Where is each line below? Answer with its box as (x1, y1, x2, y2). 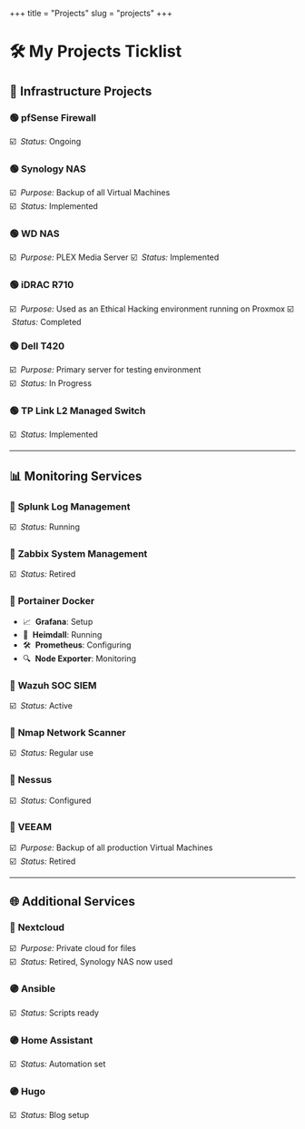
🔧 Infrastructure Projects (9, 84, 152, 99)
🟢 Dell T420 (9, 340, 65, 352)
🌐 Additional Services (9, 894, 136, 909)
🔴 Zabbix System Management (9, 547, 148, 560)
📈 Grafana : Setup (22, 616, 93, 627)
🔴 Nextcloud (9, 921, 65, 934)
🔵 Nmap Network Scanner (9, 726, 127, 738)
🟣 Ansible (9, 983, 56, 995)
